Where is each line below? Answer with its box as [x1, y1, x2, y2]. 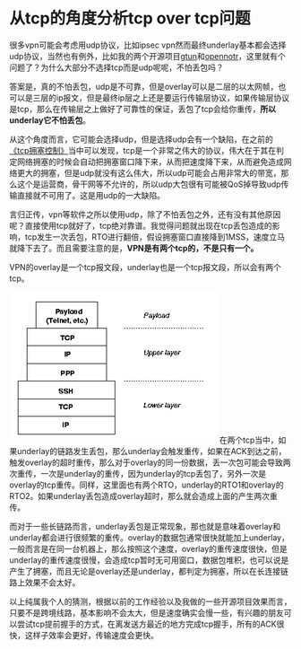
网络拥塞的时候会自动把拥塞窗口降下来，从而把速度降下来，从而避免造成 [16, 156, 284, 167]
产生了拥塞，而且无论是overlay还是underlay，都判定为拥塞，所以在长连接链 [9, 566, 288, 576]
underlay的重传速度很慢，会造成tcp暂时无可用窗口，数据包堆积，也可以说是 [9, 554, 289, 566]
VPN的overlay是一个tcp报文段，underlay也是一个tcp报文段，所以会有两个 [9, 261, 282, 272]
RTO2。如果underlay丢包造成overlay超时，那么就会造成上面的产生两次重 [9, 490, 278, 501]
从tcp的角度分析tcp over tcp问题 [9, 8, 251, 29]
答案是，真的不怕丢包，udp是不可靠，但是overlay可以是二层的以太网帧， [9, 81, 279, 92]
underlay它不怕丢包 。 [9, 114, 91, 126]
